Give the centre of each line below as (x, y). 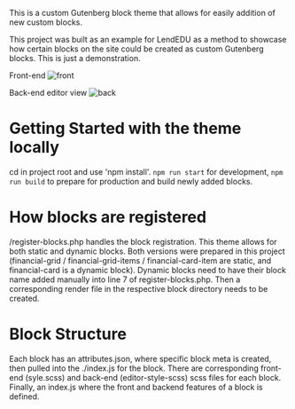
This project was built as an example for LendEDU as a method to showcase (148, 39)
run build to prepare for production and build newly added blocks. (131, 181)
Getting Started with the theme (125, 129)
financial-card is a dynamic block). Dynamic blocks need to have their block (147, 270)
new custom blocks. (46, 22)
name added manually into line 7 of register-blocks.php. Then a (125, 279)
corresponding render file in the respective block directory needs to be (139, 288)
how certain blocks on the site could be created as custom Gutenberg (136, 49)
